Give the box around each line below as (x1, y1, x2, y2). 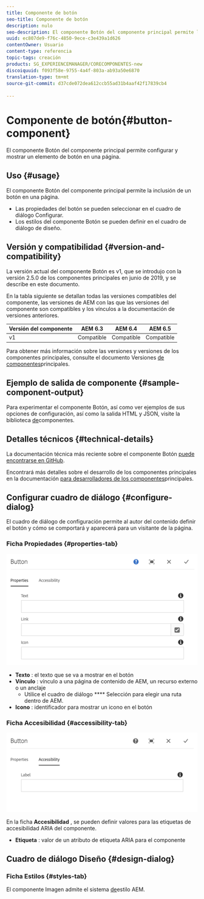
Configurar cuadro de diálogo (6, 492, 120, 502)
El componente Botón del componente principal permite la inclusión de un (6, 186, 191, 194)
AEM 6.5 (149, 325, 171, 332)
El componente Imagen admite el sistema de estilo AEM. (6, 886, 146, 893)
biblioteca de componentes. (6, 416, 75, 423)
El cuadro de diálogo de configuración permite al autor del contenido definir (6, 518, 196, 525)
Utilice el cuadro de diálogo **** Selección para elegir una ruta (24, 690, 182, 698)
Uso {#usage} (6, 171, 60, 181)
